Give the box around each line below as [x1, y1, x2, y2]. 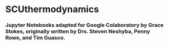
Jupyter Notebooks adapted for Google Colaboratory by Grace [5, 22, 164, 29]
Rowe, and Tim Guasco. [5, 34, 66, 41]
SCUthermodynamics [5, 4, 99, 15]
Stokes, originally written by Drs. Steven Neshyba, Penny [5, 28, 151, 35]
